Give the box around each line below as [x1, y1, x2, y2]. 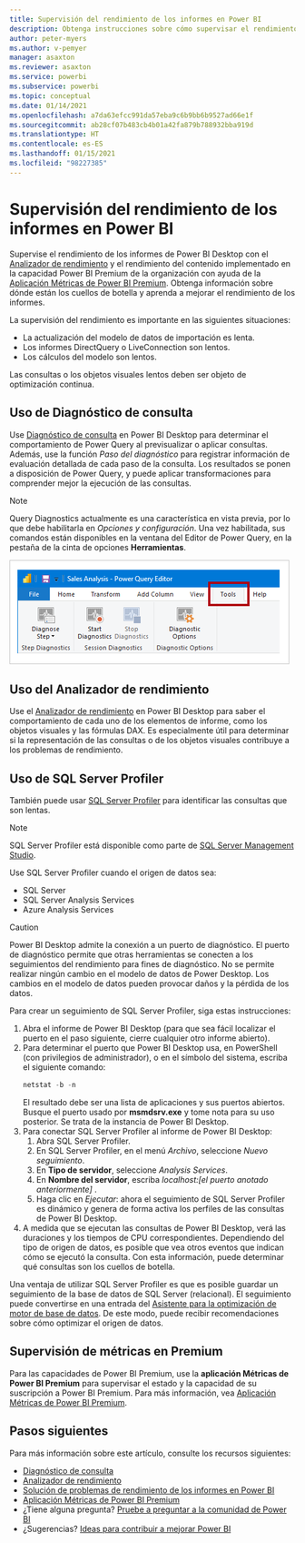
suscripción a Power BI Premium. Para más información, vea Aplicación [9, 1387, 277, 1398]
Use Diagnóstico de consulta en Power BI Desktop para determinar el [9, 429, 269, 440]
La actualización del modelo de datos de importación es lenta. [22, 332, 256, 343]
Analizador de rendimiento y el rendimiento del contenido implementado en [9, 257, 291, 268]
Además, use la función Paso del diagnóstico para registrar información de [9, 449, 290, 459]
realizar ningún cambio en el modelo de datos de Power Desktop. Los [9, 969, 270, 980]
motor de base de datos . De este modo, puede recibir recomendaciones [9, 1308, 280, 1318]
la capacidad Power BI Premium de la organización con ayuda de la [9, 267, 261, 278]
